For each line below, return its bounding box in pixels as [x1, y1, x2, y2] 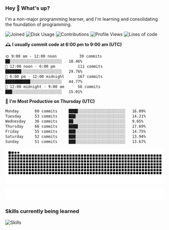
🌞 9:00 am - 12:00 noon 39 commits [5, 54, 102, 59]
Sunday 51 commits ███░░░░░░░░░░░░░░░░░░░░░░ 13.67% [5, 139, 146, 144]
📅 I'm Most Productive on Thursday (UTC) [5, 98, 95, 105]
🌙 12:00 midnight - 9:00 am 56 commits [5, 84, 101, 89]
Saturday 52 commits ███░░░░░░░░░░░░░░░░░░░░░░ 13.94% [5, 134, 146, 139]
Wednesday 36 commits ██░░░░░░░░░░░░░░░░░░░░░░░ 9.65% [5, 119, 144, 124]
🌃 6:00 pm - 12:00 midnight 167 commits [5, 74, 103, 79]
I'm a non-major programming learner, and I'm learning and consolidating [5, 16, 158, 22]
